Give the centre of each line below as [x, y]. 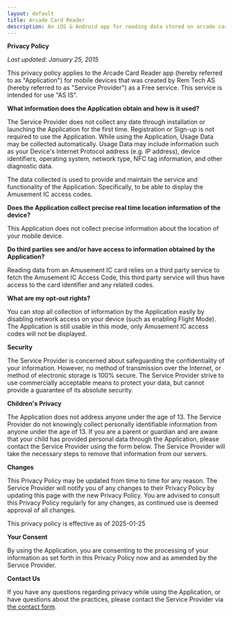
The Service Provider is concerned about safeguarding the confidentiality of [116, 360]
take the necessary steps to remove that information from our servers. [107, 454]
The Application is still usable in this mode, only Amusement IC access [108, 327]
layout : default [31, 14]
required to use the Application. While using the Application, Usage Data [110, 137]
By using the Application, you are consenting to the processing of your [108, 550]
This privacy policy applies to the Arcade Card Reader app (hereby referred [115, 73]
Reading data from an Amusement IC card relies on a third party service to [113, 270]
